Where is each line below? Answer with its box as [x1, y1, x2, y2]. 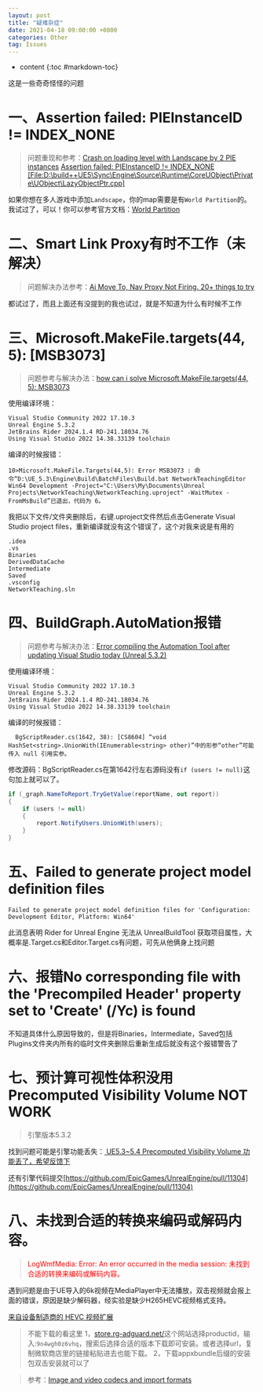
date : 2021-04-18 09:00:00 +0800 [8, 26, 118, 34]
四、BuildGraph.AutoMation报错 [8, 614, 221, 632]
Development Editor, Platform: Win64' [8, 913, 135, 921]
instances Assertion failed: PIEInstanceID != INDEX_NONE [27, 162, 215, 171]
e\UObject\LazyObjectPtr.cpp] [27, 178, 126, 189]
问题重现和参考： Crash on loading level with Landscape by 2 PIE [27, 153, 237, 163]
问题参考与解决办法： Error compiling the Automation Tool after [27, 641, 230, 650]
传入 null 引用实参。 [8, 749, 71, 758]
